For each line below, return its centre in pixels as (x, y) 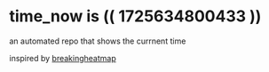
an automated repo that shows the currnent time (98, 41)
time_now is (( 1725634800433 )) (135, 16)
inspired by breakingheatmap (63, 58)
